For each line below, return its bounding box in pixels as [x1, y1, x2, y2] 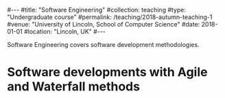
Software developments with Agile [7, 65, 208, 80]
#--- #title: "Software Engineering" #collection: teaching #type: [7, 6, 187, 14]
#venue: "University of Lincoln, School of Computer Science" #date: [7, 20, 200, 28]
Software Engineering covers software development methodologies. [7, 41, 200, 48]
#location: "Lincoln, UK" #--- [23, 27, 106, 35]
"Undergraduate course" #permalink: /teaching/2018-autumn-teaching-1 [7, 13, 213, 21]
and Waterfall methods [7, 79, 141, 95]
